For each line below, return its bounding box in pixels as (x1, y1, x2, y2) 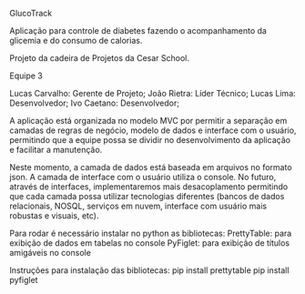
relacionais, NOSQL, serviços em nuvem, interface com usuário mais (9, 200, 267, 211)
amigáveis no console (9, 248, 91, 258)
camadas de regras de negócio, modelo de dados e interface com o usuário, (9, 125, 297, 136)
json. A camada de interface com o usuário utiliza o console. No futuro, (9, 172, 277, 182)
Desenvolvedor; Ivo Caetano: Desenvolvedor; (9, 97, 180, 108)
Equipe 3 (9, 70, 43, 81)
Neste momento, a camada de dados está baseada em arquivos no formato (9, 162, 293, 172)
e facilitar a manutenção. (9, 145, 103, 155)
